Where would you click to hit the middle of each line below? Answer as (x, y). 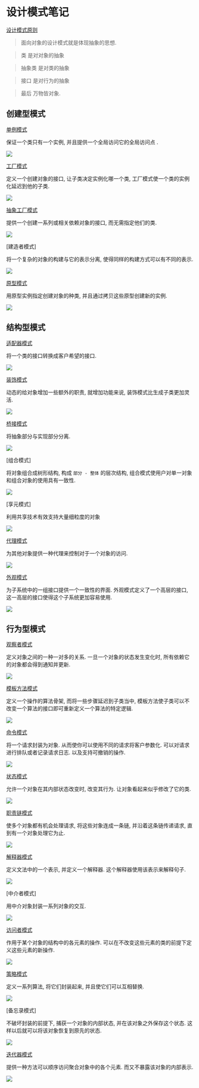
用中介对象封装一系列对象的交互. (46, 906)
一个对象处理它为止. (41, 833)
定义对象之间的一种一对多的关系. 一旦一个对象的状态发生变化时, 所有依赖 (95, 657)
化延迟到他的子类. (28, 186)
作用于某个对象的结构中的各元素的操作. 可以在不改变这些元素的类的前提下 (96, 942)
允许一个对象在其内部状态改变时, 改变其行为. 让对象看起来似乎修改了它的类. (99, 789)
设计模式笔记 (38, 12)
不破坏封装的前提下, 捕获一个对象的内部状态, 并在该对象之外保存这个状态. (96, 1023)
